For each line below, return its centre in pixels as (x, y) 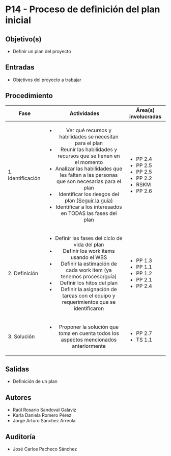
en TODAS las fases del (89, 213)
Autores (18, 398)
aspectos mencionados (89, 340)
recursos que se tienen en (89, 156)
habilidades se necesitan (89, 136)
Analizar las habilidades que (89, 169)
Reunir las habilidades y (89, 149)
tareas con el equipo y (89, 296)
